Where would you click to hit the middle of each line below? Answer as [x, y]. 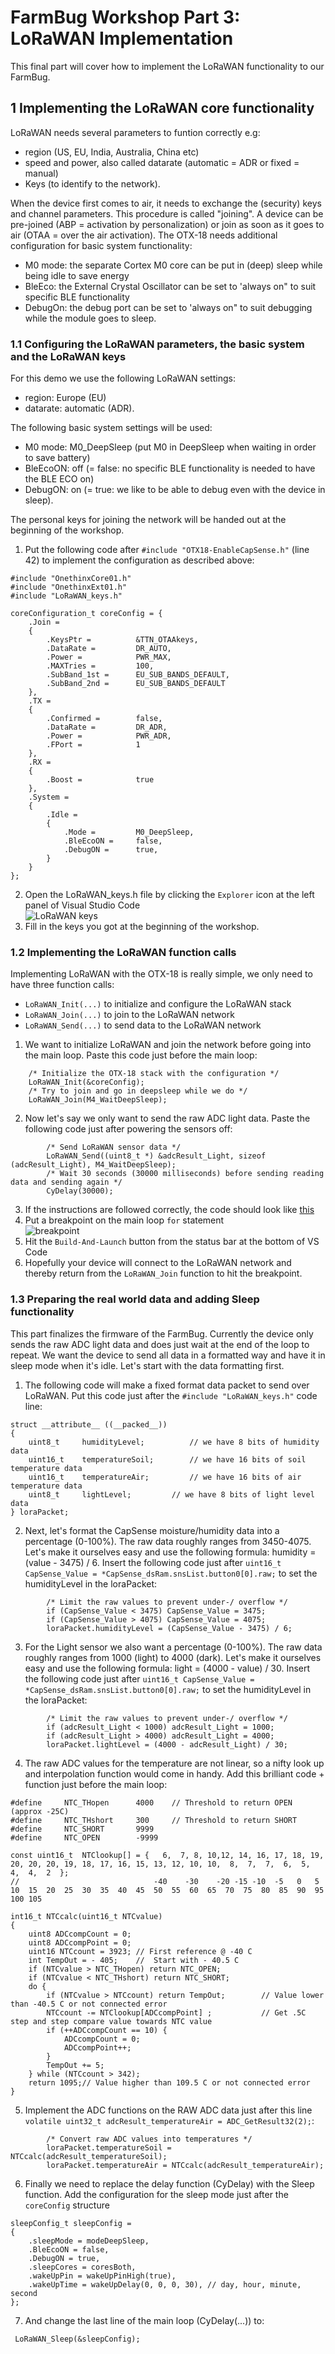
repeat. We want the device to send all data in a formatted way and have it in [168, 1355]
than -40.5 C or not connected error [89, 2004]
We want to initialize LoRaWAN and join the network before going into [168, 1045]
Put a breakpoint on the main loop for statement [124, 1220]
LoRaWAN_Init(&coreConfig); [86, 1082]
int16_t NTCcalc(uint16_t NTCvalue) [86, 1916]
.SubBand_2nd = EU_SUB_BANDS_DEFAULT [136, 684]
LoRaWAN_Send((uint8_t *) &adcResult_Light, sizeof [156, 1156]
